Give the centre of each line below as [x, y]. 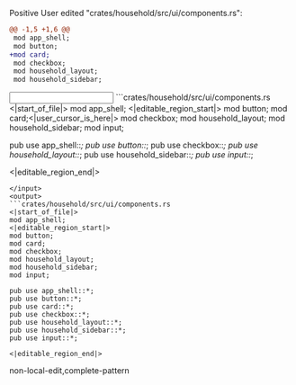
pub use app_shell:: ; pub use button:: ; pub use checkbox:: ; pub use [134, 145]
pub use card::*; [42, 307]
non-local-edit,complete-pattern [70, 371]
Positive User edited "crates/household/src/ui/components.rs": [126, 13]
